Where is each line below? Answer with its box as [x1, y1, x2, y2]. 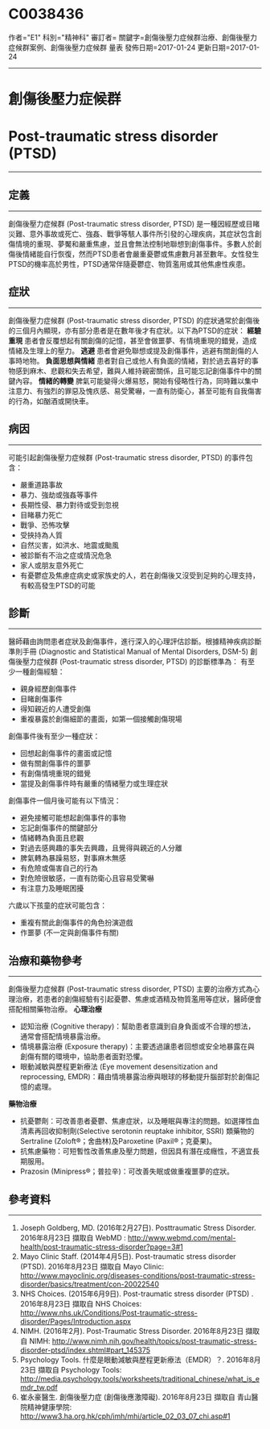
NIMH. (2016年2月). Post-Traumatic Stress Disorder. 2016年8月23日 [19, 1326, 244, 1336]
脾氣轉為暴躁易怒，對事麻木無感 [19, 854, 126, 863]
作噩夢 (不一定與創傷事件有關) [19, 928, 119, 937]
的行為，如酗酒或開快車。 [8, 396, 93, 405]
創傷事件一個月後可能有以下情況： [8, 796, 121, 806]
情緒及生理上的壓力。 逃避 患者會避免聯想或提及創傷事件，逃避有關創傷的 [8, 346, 252, 355]
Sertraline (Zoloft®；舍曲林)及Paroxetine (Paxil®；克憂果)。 [19, 1136, 217, 1146]
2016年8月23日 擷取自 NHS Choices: [19, 1298, 142, 1308]
